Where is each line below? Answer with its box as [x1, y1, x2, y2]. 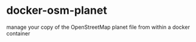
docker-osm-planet [6, 4, 108, 17]
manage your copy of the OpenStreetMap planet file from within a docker [6, 23, 191, 31]
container [6, 29, 30, 37]
